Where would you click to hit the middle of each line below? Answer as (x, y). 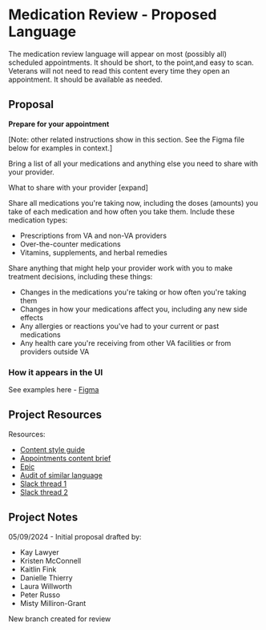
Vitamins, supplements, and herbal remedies (94, 252)
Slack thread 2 (44, 492)
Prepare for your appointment (59, 124)
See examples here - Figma (54, 390)
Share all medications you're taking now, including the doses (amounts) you (133, 203)
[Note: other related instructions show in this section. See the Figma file (127, 139)
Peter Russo (40, 595)
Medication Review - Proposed (113, 15)
